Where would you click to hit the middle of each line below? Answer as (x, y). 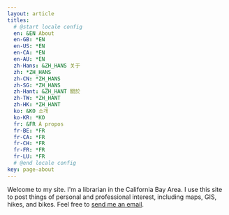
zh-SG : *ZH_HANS (37, 85)
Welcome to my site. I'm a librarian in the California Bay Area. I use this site (115, 189)
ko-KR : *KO (29, 117)
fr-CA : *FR (29, 137)
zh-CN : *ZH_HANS (37, 79)
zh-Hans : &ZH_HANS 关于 (47, 66)
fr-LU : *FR (29, 157)
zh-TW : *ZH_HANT (37, 98)
